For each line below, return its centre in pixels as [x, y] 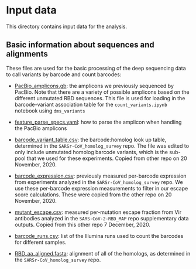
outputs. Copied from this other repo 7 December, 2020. [82, 224]
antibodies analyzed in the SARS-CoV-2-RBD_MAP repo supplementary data [102, 218]
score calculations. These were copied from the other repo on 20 [93, 195]
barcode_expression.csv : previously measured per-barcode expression [100, 176]
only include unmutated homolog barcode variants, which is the [91, 152]
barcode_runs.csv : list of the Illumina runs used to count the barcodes [99, 236]
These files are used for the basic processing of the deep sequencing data [96, 68]
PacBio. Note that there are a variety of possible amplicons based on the [102, 92]
